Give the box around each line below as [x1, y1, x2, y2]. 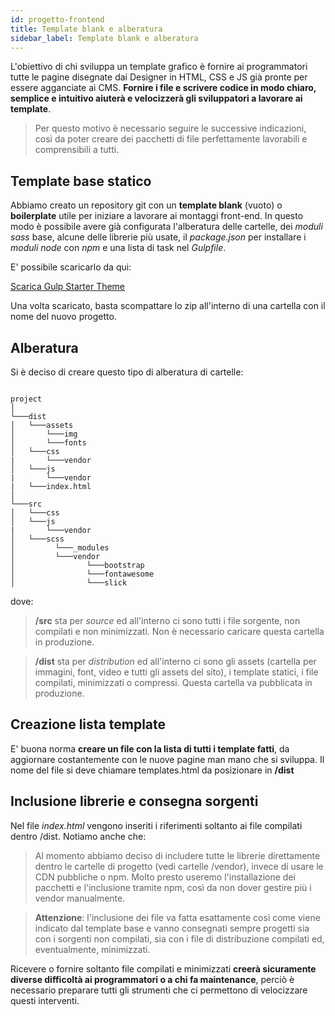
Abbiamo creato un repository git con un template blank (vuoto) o [10, 199, 283, 211]
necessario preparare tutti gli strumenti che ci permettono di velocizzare [10, 984, 308, 996]
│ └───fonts [10, 438, 87, 448]
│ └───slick [10, 578, 128, 588]
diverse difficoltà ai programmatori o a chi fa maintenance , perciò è [10, 973, 295, 985]
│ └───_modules [10, 543, 110, 553]
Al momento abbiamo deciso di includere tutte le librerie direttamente [34, 849, 321, 861]
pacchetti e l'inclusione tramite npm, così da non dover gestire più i [34, 881, 312, 893]
